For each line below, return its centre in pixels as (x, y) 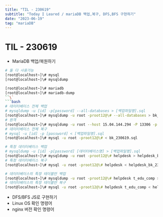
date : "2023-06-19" (25, 18)
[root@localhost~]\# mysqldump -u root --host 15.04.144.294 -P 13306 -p (81, 125)
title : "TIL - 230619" (28, 9)
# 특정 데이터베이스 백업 (26, 147)
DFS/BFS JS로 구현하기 (34, 197)
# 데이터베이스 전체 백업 (26, 107)
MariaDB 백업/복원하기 (34, 61)
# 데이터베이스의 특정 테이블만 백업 (35, 174)
